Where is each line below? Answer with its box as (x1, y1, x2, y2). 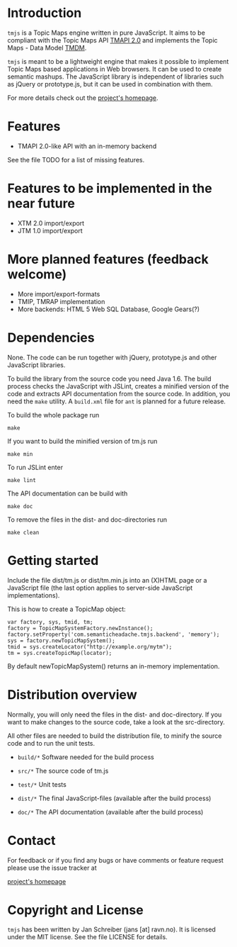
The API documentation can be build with (7, 489, 128, 498)
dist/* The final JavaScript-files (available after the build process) (17, 794, 212, 802)
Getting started (7, 552, 99, 568)
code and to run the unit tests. (7, 739, 96, 747)
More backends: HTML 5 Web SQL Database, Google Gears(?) (17, 305, 200, 313)
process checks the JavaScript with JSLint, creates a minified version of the (7, 381, 229, 391)
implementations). (7, 590, 60, 600)
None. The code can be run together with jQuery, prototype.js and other (7, 353, 217, 362)
